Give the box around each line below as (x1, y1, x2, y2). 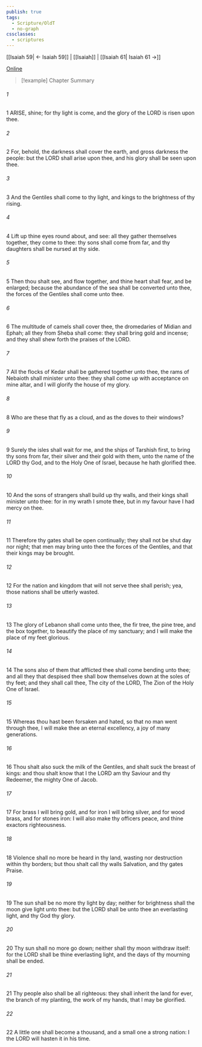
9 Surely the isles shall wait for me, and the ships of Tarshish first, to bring (6, 446, 191, 453)
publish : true (6, 8, 42, 15)
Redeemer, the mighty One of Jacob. (6, 776, 98, 783)
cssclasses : (6, 31, 36, 37)
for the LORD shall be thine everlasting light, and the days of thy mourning (6, 951, 190, 958)
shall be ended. (6, 957, 45, 965)
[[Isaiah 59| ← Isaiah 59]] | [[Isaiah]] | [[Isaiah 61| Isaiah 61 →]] (6, 54, 161, 60)
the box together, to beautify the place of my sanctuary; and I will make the (6, 627, 193, 634)
